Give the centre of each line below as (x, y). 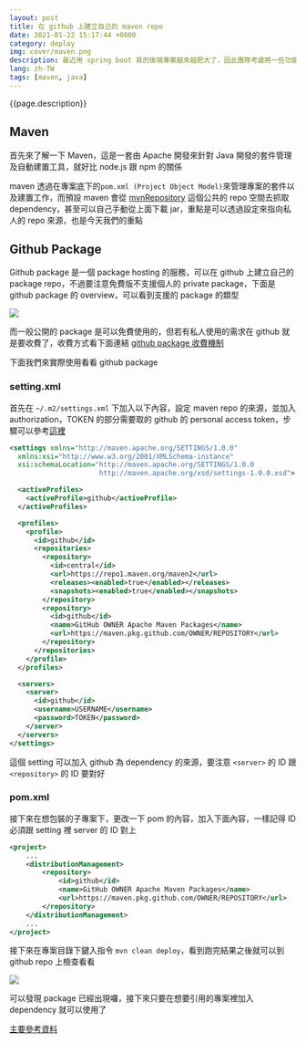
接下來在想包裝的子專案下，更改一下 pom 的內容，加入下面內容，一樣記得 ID (153, 819)
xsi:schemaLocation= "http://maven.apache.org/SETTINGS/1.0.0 (136, 465)
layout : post (34, 18)
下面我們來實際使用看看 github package (84, 362)
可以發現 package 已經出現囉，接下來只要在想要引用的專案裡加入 (132, 998)
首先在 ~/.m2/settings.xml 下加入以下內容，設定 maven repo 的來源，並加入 (153, 408)
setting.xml (35, 387)
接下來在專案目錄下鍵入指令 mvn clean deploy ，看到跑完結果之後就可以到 (147, 951)
